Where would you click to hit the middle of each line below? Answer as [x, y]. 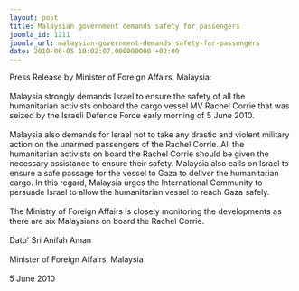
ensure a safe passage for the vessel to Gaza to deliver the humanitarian [145, 174]
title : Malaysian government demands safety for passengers [125, 26]
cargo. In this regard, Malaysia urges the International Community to [136, 183]
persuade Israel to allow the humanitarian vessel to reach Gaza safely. [140, 192]
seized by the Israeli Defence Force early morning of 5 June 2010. [132, 116]
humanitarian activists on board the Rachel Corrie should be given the [139, 154]
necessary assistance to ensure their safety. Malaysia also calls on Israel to [149, 164]
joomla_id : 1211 [40, 34]
